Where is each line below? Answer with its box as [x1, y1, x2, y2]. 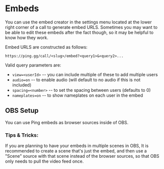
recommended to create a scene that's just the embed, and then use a [5, 148, 147, 154]
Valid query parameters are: [5, 62, 61, 68]
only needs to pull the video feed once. [5, 158, 84, 164]
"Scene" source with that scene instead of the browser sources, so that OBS [5, 153, 160, 159]
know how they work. [5, 35, 48, 41]
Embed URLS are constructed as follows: [5, 44, 88, 50]
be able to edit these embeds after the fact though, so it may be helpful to [5, 29, 154, 35]
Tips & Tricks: [5, 131, 39, 138]
